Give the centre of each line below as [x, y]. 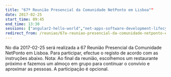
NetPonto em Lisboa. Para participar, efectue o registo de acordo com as [82, 53]
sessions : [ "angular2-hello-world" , [44, 29]
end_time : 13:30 [22, 24]
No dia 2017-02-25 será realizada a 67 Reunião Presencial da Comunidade [83, 48]
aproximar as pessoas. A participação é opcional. [57, 69]
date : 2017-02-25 [24, 15]
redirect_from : [21, 33]
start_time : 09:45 [25, 19]
